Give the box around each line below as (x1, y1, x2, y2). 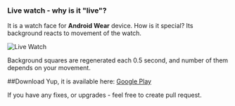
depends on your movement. (7, 64, 91, 72)
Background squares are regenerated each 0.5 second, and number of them (7, 56, 229, 65)
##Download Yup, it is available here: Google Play (7, 77, 152, 86)
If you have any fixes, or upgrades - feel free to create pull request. (7, 91, 202, 100)
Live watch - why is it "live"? (7, 6, 107, 15)
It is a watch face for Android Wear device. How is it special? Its (7, 22, 193, 30)
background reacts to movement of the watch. (7, 29, 142, 37)
